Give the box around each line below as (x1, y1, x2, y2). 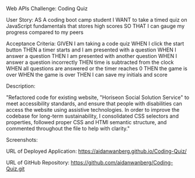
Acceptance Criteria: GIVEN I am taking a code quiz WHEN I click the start (6, 40, 184, 47)
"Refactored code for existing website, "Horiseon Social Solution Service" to (6, 94, 190, 101)
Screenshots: (6, 136, 38, 143)
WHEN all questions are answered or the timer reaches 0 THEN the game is (6, 65, 188, 72)
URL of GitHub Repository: (6, 159, 70, 166)
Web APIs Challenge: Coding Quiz (6, 5, 88, 12)
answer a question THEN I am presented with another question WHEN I (6, 53, 177, 59)
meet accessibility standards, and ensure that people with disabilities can (6, 100, 182, 107)
